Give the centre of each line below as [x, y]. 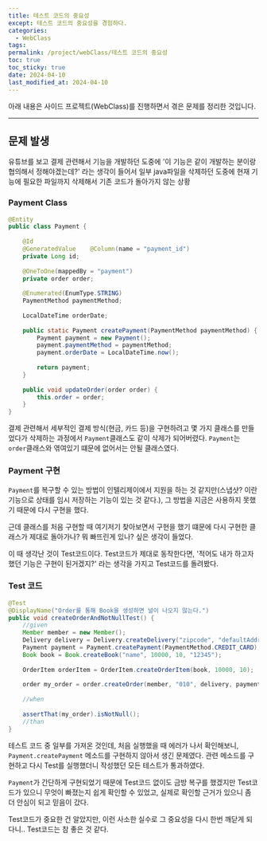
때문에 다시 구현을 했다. [52, 509]
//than [33, 721]
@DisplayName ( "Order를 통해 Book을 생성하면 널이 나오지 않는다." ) [109, 611]
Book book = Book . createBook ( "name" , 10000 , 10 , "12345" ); [122, 654]
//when [33, 700]
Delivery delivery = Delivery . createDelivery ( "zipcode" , [119, 640]
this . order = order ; [71, 397]
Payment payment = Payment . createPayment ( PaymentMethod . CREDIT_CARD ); [142, 648]
